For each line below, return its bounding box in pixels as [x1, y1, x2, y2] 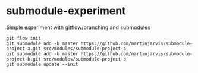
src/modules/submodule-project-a [43, 46, 127, 52]
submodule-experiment [6, 4, 126, 18]
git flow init [6, 35, 42, 41]
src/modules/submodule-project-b [43, 56, 127, 62]
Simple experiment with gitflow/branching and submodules [6, 24, 150, 31]
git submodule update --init [6, 61, 78, 67]
